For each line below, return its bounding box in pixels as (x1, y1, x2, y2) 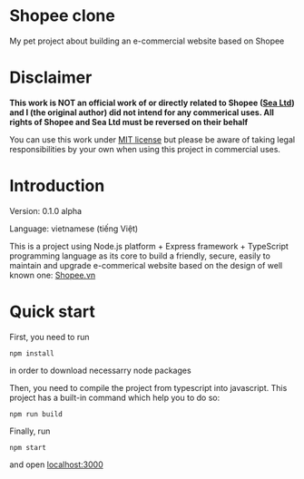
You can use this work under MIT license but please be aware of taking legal (9, 133, 296, 145)
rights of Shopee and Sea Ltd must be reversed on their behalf (9, 116, 249, 127)
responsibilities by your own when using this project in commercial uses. (9, 143, 281, 154)
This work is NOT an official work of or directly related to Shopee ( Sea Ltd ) (9, 97, 295, 108)
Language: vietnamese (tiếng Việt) (9, 223, 139, 234)
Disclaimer (9, 67, 93, 88)
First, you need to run (9, 331, 90, 342)
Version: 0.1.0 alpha (9, 205, 83, 216)
